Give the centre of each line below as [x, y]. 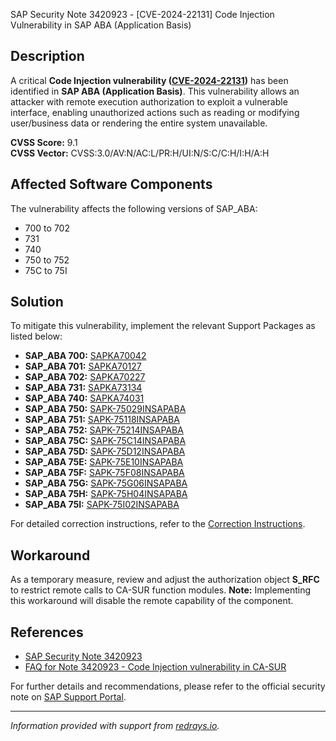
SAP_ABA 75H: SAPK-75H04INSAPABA [106, 494]
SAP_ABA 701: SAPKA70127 [83, 366]
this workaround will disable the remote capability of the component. [152, 601]
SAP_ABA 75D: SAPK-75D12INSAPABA [105, 451]
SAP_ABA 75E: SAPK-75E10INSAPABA [104, 462]
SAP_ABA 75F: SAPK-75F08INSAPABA [104, 473]
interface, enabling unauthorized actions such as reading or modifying [155, 112]
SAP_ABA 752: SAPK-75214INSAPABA [104, 430]
